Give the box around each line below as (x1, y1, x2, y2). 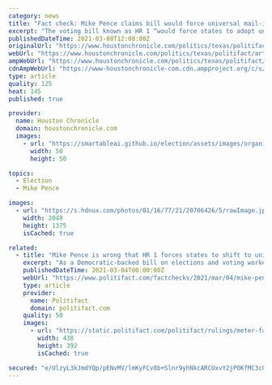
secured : (8, 364, 38, 372)
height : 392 (37, 341, 79, 349)
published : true (8, 95, 63, 103)
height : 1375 (23, 221, 67, 229)
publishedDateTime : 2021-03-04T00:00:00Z (23, 267, 164, 275)
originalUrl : (8, 42, 53, 50)
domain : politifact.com (29, 304, 111, 312)
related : (8, 244, 38, 252)
